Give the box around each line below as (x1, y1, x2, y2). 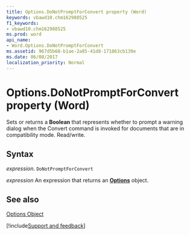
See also (6, 194, 39, 205)
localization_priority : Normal (6, 59, 85, 65)
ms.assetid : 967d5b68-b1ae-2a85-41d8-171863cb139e (6, 48, 136, 55)
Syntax (6, 149, 34, 159)
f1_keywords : (6, 20, 39, 26)
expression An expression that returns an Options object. (6, 177, 149, 184)
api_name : (6, 37, 31, 43)
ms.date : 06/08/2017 (6, 54, 59, 60)
